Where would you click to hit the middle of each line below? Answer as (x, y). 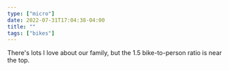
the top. (19, 61)
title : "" (22, 26)
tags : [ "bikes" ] (31, 33)
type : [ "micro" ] (31, 14)
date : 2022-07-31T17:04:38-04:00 (56, 20)
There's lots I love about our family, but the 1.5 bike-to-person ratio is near (115, 53)
